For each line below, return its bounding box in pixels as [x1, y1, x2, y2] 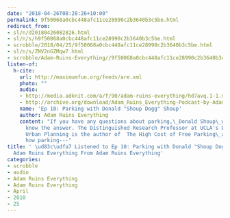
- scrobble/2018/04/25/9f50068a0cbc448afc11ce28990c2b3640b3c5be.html [7, 42, 213, 49]
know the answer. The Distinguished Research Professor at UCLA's [25, 124, 219, 131]
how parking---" [25, 137, 72, 144]
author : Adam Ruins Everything [19, 111, 109, 118]
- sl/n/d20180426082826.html [7, 29, 90, 36]
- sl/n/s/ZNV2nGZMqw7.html [7, 49, 84, 55]
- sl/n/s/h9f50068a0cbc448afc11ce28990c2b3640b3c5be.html [7, 36, 176, 42]
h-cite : [13, 67, 36, 74]
